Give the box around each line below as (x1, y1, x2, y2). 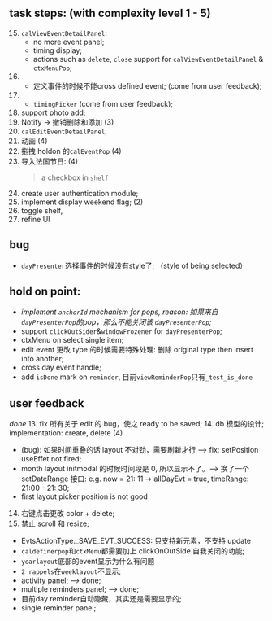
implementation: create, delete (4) (9, 428, 123, 438)
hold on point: (9, 285, 81, 299)
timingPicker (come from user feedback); (32, 98, 174, 108)
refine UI (20, 214, 51, 224)
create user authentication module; (20, 188, 139, 198)
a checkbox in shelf (41, 173, 109, 182)
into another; (20, 354, 64, 364)
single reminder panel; (20, 603, 97, 613)
